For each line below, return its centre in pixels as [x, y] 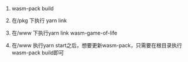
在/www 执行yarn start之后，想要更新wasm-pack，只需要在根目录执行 [97, 45]
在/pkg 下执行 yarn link [39, 20]
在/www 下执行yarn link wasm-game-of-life [64, 33]
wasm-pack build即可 [38, 53]
